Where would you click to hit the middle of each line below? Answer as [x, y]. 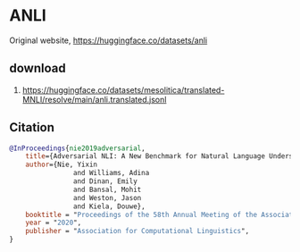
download [37, 68]
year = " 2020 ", [54, 223]
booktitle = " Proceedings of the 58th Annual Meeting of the [141, 214]
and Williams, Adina [111, 173]
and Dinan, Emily [105, 181]
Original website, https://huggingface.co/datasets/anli [108, 40]
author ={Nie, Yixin [62, 165]
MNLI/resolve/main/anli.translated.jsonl [94, 99]
